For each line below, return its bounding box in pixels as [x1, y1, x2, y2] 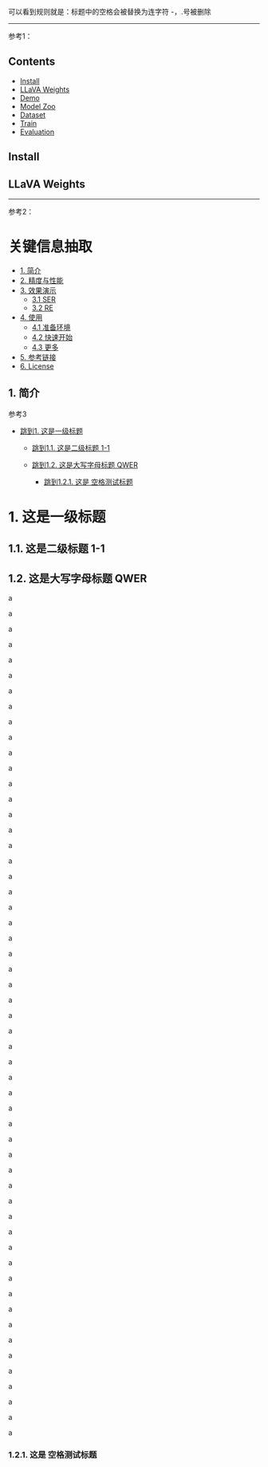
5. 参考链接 [19, 352, 57, 361]
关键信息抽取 [8, 238, 93, 256]
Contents [8, 55, 56, 69]
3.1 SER [31, 294, 56, 304]
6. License [19, 361, 54, 371]
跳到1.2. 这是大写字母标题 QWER [31, 459, 138, 469]
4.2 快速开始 [31, 332, 73, 341]
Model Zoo [19, 101, 56, 111]
